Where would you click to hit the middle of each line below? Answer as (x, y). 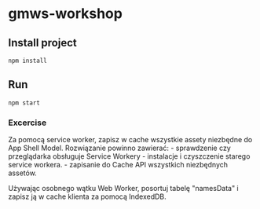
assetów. (22, 173)
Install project (42, 43)
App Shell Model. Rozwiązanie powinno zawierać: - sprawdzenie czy (120, 148)
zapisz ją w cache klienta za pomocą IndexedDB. (87, 196)
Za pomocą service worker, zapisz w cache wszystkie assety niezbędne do (130, 140)
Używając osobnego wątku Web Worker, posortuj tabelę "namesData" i (123, 189)
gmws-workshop (66, 14)
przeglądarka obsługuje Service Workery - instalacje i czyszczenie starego (129, 156)
